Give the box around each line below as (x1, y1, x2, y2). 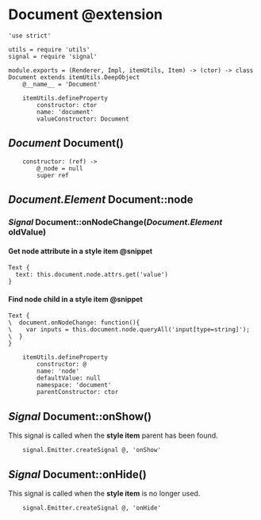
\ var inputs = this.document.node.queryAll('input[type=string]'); (8, 326, 250, 334)
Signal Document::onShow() (8, 410, 152, 423)
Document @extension (8, 6, 163, 24)
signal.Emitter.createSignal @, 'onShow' (22, 446, 161, 454)
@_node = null (36, 164, 83, 172)
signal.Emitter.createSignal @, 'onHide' (22, 504, 161, 512)
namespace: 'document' (36, 381, 112, 389)
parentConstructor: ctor (36, 388, 119, 396)
